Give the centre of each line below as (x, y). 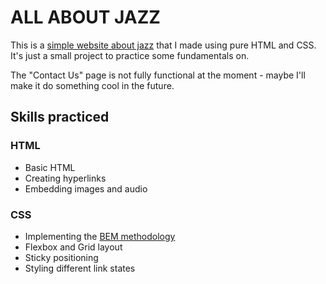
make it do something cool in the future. (92, 85)
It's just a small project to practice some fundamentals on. (130, 55)
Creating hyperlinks (65, 178)
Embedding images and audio (86, 188)
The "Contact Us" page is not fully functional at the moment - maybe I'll (158, 75)
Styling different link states (80, 268)
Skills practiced (60, 117)
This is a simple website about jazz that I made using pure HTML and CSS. (163, 45)
